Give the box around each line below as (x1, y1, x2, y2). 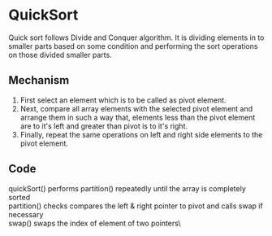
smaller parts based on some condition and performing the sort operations (8, 41, 258, 50)
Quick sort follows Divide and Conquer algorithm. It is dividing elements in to (8, 33, 265, 42)
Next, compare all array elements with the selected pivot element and (19, 103, 253, 113)
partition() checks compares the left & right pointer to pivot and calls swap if (8, 201, 264, 211)
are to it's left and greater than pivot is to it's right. (19, 120, 188, 131)
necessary (8, 209, 44, 219)
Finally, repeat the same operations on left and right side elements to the (19, 129, 263, 139)
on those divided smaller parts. (8, 50, 112, 59)
